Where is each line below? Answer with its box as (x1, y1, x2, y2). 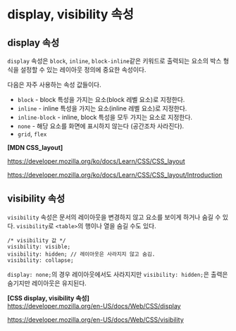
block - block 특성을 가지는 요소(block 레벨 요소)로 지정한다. (17, 96, 185, 104)
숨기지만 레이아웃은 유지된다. (7, 279, 87, 287)
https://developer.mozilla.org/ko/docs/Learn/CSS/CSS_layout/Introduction (7, 170, 223, 179)
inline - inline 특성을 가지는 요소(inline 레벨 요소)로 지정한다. (17, 104, 187, 113)
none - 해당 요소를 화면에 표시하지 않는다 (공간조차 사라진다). (17, 122, 185, 130)
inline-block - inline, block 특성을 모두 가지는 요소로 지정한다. (17, 113, 192, 121)
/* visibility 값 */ (7, 237, 66, 244)
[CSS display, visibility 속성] (7, 294, 89, 302)
